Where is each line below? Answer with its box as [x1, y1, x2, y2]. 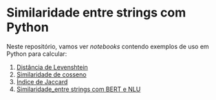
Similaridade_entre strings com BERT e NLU [16, 85, 141, 93]
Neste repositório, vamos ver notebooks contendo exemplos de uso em [6, 42, 209, 50]
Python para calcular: [6, 50, 67, 58]
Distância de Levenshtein [16, 63, 89, 71]
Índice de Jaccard [16, 77, 68, 86]
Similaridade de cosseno [16, 70, 87, 79]
